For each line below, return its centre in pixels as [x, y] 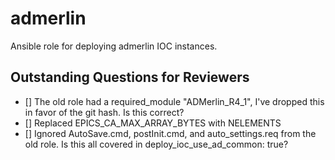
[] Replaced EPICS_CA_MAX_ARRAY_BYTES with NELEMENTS [153, 123]
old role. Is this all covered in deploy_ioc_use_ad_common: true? [156, 144]
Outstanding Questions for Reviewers [130, 77]
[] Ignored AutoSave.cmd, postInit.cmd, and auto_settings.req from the [170, 133]
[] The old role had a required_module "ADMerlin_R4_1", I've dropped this [174, 101]
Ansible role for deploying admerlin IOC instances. [114, 46]
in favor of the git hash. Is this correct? [104, 112]
